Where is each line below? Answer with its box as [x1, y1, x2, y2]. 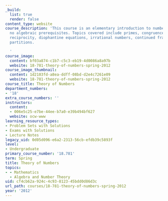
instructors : [5, 100, 32, 105]
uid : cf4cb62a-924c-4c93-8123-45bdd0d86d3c [5, 179, 97, 184]
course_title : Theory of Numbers [5, 81, 75, 86]
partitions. [9, 40, 35, 45]
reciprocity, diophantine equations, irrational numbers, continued [9, 35, 155, 40]
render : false [9, 16, 39, 21]
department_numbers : [5, 86, 48, 91]
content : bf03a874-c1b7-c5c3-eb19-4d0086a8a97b [9, 58, 111, 63]
